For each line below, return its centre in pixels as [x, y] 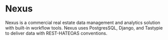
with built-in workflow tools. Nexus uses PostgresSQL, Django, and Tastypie [84, 27]
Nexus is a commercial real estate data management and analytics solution [83, 22]
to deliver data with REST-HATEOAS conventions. [56, 33]
